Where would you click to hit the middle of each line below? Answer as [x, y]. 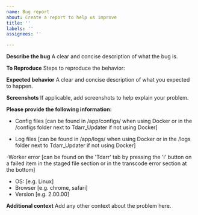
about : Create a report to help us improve [62, 17]
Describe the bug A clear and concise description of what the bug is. [92, 56]
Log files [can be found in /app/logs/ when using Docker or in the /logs [103, 139]
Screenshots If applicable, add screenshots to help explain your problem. [97, 98]
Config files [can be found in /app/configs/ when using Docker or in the [104, 121]
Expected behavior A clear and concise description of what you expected [98, 80]
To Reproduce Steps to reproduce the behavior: [66, 68]
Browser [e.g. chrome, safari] [51, 188]
